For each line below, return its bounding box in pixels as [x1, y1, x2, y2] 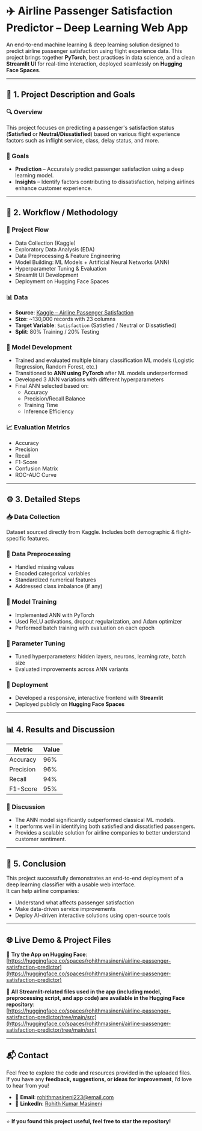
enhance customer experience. [14, 184, 93, 192]
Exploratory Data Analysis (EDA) [14, 245, 95, 253]
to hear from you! [6, 1082, 49, 1089]
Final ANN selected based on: [14, 382, 89, 390]
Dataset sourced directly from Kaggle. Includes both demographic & [6, 529, 175, 536]
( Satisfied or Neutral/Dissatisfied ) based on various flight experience [6, 130, 180, 138]
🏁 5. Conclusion [6, 859, 66, 869]
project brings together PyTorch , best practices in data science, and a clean [6, 54, 195, 61]
